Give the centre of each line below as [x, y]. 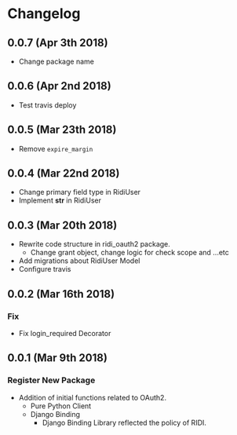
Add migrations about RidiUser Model [79, 261]
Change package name [57, 61]
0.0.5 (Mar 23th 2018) [62, 130]
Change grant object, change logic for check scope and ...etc [129, 253]
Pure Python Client [61, 406]
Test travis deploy [47, 105]
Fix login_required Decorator [65, 333]
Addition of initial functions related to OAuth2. [92, 397]
